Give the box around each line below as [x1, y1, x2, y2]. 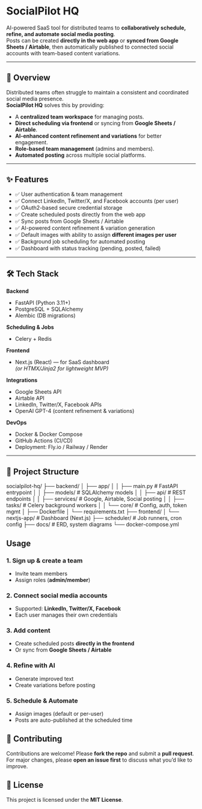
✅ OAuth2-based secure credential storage [14, 204, 123, 211]
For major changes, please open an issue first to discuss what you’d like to [6, 756, 192, 763]
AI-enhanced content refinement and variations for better [14, 132, 162, 139]
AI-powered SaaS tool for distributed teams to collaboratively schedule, [6, 24, 186, 31]
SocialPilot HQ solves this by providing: [6, 101, 105, 109]
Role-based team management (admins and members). [14, 145, 155, 152]
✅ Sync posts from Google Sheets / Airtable [14, 218, 124, 225]
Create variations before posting [14, 681, 96, 689]
